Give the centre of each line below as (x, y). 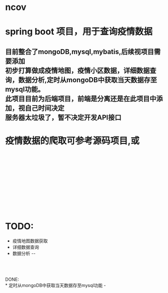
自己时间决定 (44, 108)
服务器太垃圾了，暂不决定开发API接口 (63, 117)
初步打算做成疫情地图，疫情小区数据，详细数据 (77, 70)
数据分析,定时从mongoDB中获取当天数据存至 (88, 80)
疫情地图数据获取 (30, 241)
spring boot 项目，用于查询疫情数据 (79, 32)
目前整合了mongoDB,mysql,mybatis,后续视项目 (79, 52)
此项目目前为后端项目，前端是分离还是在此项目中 (81, 98)
